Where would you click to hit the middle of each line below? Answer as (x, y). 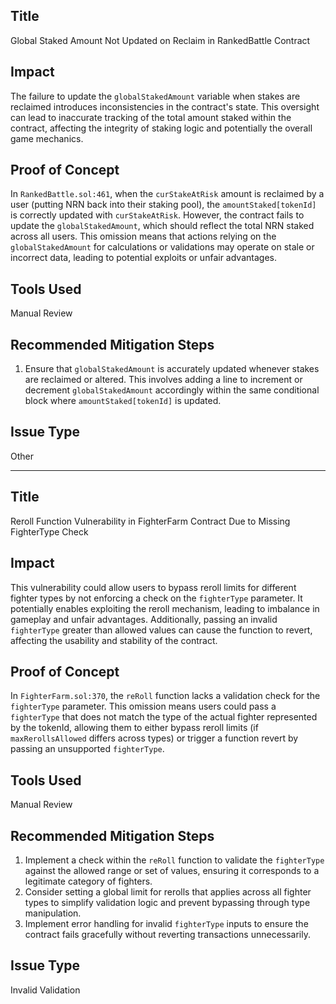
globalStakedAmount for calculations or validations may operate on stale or (162, 247)
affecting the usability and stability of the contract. (114, 640)
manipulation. (53, 913)
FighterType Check (49, 531)
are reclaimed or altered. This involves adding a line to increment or (163, 380)
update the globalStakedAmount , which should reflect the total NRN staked (162, 226)
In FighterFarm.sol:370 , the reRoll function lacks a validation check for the (165, 696)
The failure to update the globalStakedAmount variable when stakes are (155, 96)
